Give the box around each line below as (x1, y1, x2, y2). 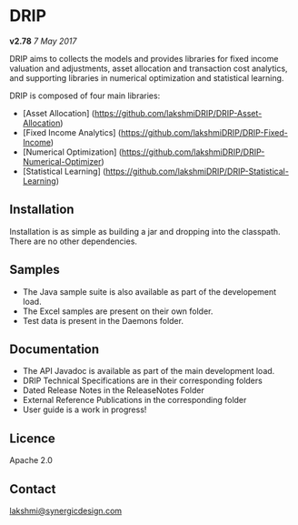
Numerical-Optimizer (22, 156, 102, 167)
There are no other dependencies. (9, 236, 138, 247)
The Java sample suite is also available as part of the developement (22, 286, 277, 297)
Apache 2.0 (9, 455, 53, 466)
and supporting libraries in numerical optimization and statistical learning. (9, 72, 284, 83)
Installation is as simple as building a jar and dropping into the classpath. (9, 226, 281, 237)
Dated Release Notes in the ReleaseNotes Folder (22, 385, 204, 396)
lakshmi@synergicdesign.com (9, 506, 123, 516)
